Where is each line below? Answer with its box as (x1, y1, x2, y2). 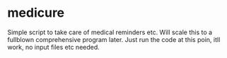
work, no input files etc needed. (7, 43, 100, 51)
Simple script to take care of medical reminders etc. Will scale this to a (7, 28, 213, 36)
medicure (7, 5, 65, 21)
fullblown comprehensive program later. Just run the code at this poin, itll (7, 35, 221, 43)
